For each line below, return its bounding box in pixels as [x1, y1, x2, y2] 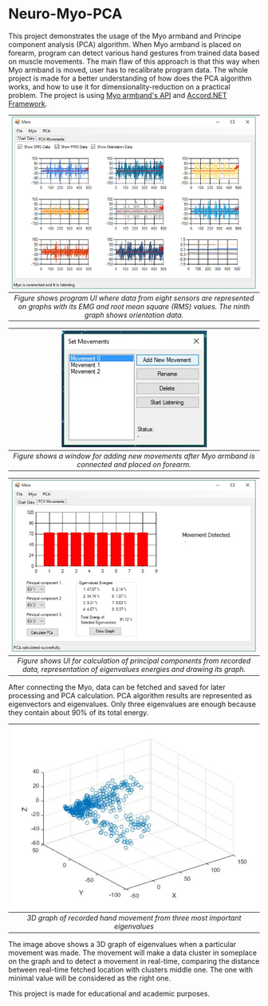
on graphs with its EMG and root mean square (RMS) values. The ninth [18, 301, 250, 311]
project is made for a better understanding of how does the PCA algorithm [8, 73, 252, 83]
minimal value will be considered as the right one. [8, 973, 171, 983]
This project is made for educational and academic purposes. [8, 988, 210, 998]
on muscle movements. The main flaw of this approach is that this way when [8, 57, 260, 66]
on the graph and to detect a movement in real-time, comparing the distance [8, 956, 260, 965]
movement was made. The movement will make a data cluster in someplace [8, 948, 258, 957]
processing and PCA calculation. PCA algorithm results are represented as [8, 690, 253, 700]
